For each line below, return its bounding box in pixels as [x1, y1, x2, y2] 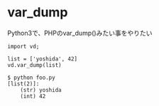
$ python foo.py [7, 74, 55, 81]
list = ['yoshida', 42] [7, 55, 78, 63]
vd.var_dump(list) [7, 61, 62, 68]
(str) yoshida [20, 86, 62, 93]
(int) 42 [20, 92, 46, 100]
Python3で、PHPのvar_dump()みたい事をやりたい [7, 28, 153, 37]
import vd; [7, 43, 40, 50]
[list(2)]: [7, 80, 40, 88]
